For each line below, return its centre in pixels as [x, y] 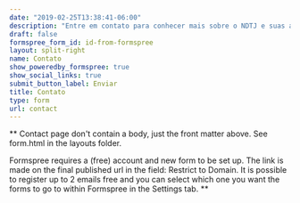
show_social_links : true [55, 76]
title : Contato [37, 92]
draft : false [33, 34]
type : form [29, 100]
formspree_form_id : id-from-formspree [81, 42]
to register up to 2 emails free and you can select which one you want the [145, 180]
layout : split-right [48, 51]
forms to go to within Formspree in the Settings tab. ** [109, 189]
